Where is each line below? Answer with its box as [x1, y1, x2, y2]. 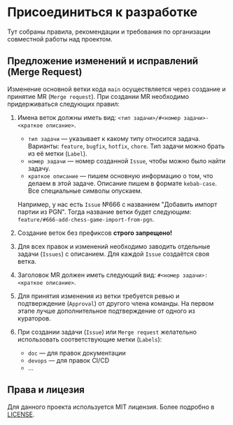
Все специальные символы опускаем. [27, 187, 143, 195]
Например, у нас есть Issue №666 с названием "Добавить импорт [17, 200, 218, 208]
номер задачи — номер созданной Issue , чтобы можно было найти [27, 156, 226, 165]
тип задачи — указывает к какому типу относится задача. [27, 134, 201, 142]
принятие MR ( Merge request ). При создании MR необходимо [7, 92, 190, 100]
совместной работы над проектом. [7, 34, 113, 43]
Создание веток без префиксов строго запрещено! [17, 229, 173, 237]
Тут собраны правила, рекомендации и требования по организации [7, 27, 211, 36]
